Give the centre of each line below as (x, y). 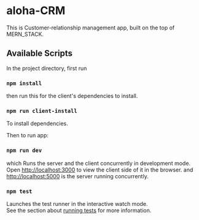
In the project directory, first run (47, 68)
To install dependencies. (37, 124)
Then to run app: (28, 135)
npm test (19, 191)
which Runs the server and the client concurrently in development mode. (99, 163)
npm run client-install (42, 111)
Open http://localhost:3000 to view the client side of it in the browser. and (100, 170)
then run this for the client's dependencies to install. (72, 96)
